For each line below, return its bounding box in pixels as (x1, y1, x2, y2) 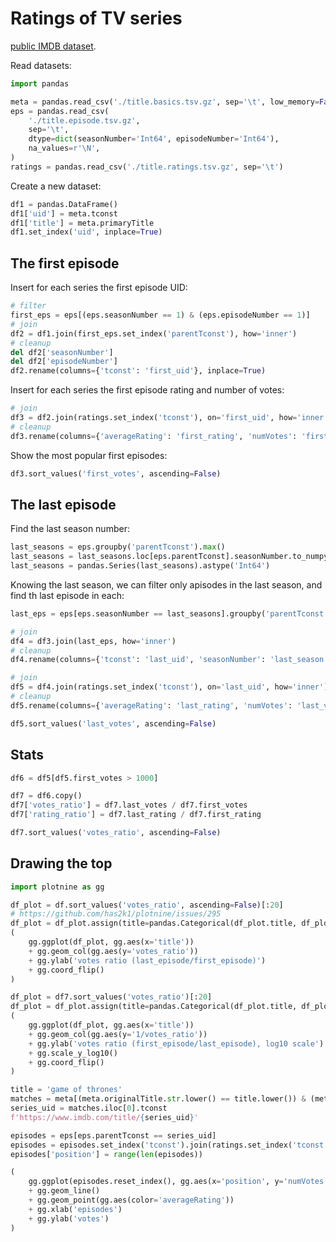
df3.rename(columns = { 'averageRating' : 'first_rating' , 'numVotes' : (10, 431, 298, 441)
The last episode (10, 496, 117, 513)
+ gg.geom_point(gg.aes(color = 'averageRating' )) (28, 1195, 235, 1206)
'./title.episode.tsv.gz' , (28, 115, 141, 126)
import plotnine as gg (10, 882, 105, 892)
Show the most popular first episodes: (10, 449, 168, 461)
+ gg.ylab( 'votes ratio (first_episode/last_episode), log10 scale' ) (28, 1038, 325, 1049)
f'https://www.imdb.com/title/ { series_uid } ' (10, 1112, 199, 1122)
